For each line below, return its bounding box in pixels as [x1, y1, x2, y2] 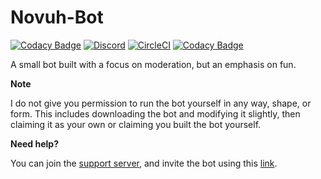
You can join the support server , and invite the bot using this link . [10, 157, 278, 169]
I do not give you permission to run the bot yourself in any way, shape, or [10, 97, 312, 109]
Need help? [10, 137, 59, 150]
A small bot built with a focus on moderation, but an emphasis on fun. [10, 58, 297, 70]
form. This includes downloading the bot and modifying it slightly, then [10, 107, 301, 120]
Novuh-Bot [10, 6, 104, 29]
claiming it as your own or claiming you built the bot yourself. [10, 118, 262, 130]
